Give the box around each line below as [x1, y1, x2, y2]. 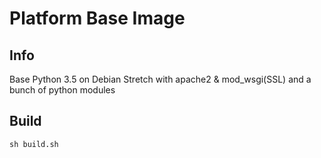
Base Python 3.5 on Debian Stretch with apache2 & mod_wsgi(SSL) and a [9, 73, 312, 85]
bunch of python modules [9, 84, 116, 96]
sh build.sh [9, 139, 59, 149]
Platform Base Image [9, 7, 186, 30]
